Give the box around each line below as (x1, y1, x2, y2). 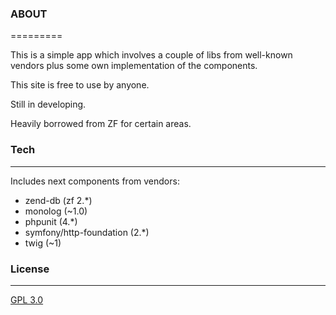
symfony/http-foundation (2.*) (24, 226, 150, 238)
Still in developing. (10, 98, 87, 111)
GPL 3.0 (10, 293, 44, 306)
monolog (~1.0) (24, 205, 88, 217)
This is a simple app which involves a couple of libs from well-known (10, 49, 293, 61)
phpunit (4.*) (24, 215, 78, 227)
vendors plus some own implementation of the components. (10, 60, 258, 72)
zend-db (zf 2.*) (24, 194, 93, 206)
